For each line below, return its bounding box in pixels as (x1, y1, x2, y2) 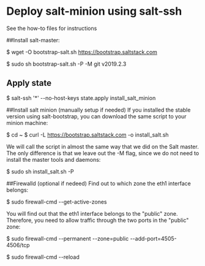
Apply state (6, 78, 52, 88)
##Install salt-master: (6, 36, 60, 44)
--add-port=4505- (130, 235, 177, 242)
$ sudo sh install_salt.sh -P (6, 167, 75, 175)
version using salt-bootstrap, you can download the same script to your (6, 112, 187, 120)
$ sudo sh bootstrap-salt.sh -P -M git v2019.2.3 (6, 60, 127, 67)
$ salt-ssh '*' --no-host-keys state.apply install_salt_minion (6, 94, 156, 102)
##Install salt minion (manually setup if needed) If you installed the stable (6, 106, 191, 113)
